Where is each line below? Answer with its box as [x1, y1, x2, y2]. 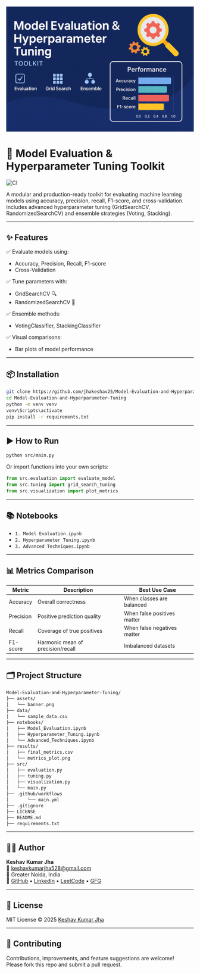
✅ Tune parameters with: [6, 278, 67, 285]
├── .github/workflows [6, 791, 62, 797]
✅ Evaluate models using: [6, 248, 69, 255]
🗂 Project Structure [6, 670, 82, 680]
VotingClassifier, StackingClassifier [14, 322, 101, 329]
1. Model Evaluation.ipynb [14, 530, 82, 536]
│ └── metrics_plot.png [6, 756, 70, 761]
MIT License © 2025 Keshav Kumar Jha [6, 916, 104, 923]
